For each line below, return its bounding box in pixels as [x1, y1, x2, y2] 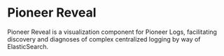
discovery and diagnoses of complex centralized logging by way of [7, 35, 201, 43]
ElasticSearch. [7, 42, 49, 50]
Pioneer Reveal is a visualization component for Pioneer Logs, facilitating [7, 28, 217, 36]
